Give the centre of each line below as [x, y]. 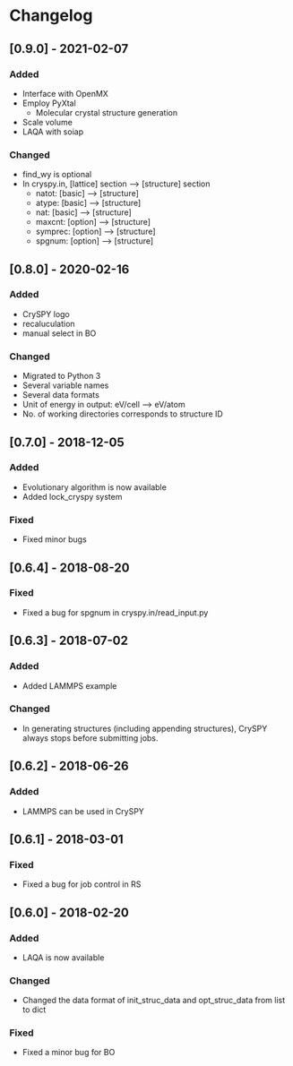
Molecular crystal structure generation [106, 112]
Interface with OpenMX [65, 93]
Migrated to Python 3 [61, 376]
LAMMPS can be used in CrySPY [83, 811]
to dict [34, 1010]
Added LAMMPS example [69, 685]
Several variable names [65, 385]
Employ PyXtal [49, 103]
